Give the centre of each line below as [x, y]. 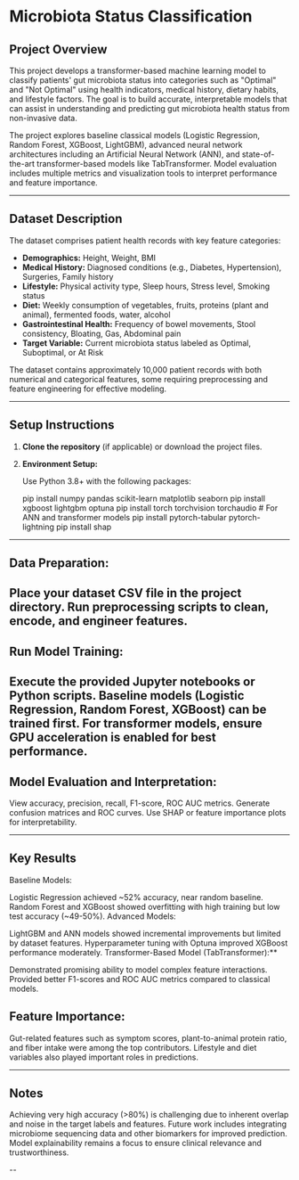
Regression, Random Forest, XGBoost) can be [138, 710]
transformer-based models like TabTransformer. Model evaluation [157, 164]
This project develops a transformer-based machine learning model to [138, 70]
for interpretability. [43, 822]
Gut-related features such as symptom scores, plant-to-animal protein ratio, [148, 1038]
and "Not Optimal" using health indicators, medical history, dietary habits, [144, 90]
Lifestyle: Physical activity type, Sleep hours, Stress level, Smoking [146, 286]
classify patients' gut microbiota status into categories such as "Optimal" [143, 80]
